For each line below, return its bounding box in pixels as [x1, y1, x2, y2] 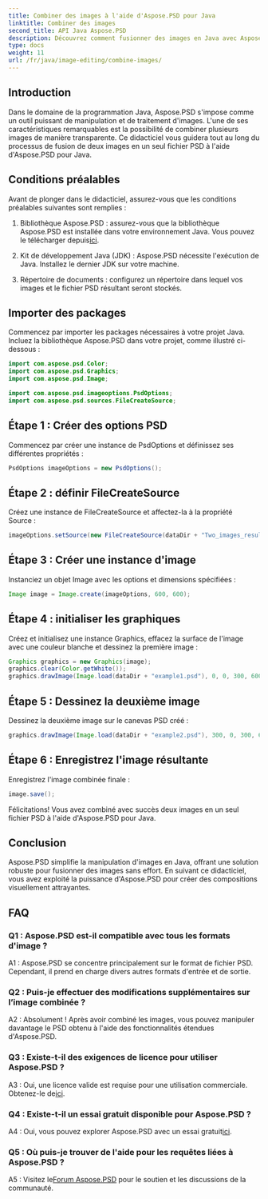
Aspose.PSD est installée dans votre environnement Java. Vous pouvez [19, 226, 255, 236]
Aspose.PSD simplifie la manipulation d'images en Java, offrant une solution [8, 857, 259, 867]
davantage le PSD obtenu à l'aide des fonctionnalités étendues [8, 1023, 215, 1033]
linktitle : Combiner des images [8, 19, 116, 27]
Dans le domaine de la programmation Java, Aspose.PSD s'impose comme [8, 107, 254, 117]
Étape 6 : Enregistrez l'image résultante [8, 753, 209, 767]
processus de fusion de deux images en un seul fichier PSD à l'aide [8, 141, 230, 150]
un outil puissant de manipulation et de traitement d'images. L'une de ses [8, 115, 249, 125]
